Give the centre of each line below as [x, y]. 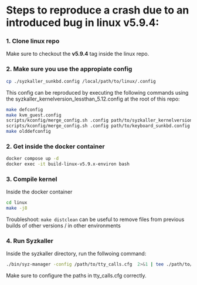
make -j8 [17, 208]
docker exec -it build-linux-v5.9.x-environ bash [68, 164]
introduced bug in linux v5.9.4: [83, 23]
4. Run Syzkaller [30, 241]
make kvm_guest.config [34, 115]
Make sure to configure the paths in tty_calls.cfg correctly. [76, 276]
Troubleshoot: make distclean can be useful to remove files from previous [95, 219]
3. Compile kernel [32, 179]
